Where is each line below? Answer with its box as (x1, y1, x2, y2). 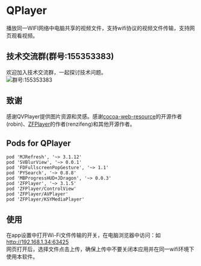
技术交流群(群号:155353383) (6, 51, 114, 62)
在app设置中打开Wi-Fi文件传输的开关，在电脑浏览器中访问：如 (6, 232, 161, 239)
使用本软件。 (6, 253, 38, 261)
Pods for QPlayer (6, 138, 71, 148)
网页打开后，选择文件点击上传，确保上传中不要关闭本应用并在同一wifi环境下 (6, 245, 194, 253)
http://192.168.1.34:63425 (6, 238, 69, 245)
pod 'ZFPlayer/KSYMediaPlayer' (6, 196, 85, 203)
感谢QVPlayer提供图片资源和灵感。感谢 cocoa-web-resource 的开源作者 (6, 112, 182, 120)
